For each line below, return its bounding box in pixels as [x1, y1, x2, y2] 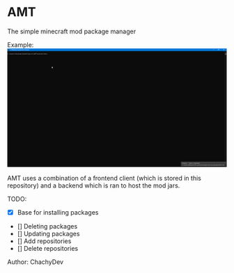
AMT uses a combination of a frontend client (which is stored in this [7, 174, 202, 182]
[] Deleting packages [17, 222, 78, 230]
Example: [7, 40, 34, 49]
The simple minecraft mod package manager [7, 27, 136, 35]
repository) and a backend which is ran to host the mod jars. [7, 181, 180, 190]
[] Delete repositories [17, 244, 79, 252]
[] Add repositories [17, 237, 72, 245]
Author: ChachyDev [7, 258, 64, 266]
